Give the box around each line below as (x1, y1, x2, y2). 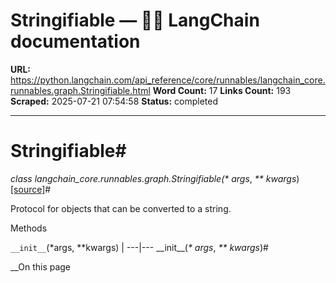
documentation (10, 30, 141, 53)
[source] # (10, 183, 52, 195)
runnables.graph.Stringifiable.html (10, 84, 151, 96)
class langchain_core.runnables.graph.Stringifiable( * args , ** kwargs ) (10, 172, 300, 184)
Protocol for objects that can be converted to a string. (10, 202, 232, 214)
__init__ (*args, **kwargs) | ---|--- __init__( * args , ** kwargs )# (10, 241, 269, 253)
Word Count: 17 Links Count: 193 (152, 84, 292, 96)
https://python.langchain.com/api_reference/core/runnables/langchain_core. (10, 74, 326, 86)
